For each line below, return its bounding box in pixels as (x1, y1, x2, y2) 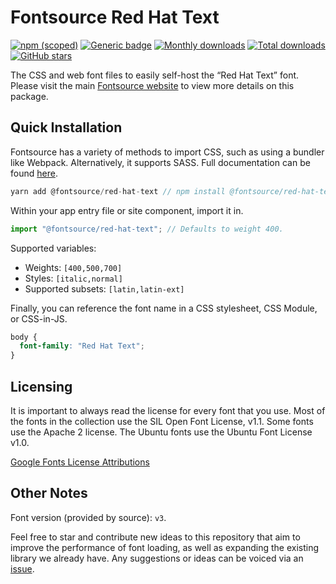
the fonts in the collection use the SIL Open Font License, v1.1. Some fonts (10, 415, 314, 427)
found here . (10, 167, 58, 179)
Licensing (10, 378, 73, 395)
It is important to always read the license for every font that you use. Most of (10, 404, 326, 416)
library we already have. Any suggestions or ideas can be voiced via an (10, 552, 304, 564)
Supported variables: (10, 242, 97, 254)
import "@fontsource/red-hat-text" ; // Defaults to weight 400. (10, 224, 284, 234)
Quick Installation (10, 119, 123, 136)
